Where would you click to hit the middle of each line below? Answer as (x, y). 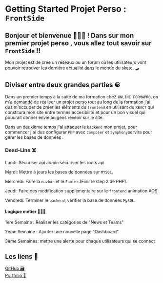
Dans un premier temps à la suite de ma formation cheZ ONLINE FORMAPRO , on (82, 96)
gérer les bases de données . (34, 137)
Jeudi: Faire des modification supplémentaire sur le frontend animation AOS (81, 191)
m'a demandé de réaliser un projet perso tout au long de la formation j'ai (78, 102)
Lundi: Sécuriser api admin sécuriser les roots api (55, 163)
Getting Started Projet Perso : (66, 9)
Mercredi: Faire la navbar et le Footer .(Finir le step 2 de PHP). (66, 182)
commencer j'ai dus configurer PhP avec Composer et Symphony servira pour (79, 132)
